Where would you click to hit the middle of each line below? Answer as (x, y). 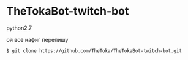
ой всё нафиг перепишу (37, 39)
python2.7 (19, 28)
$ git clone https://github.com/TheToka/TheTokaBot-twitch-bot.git (94, 51)
